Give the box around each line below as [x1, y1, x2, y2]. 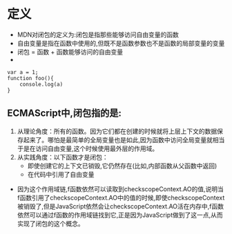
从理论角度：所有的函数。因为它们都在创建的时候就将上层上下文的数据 [17, 127, 217, 135]
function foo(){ [7, 75, 54, 81]
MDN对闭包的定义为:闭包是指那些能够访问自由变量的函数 [17, 30, 180, 39]
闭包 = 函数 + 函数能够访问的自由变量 [17, 48, 124, 56]
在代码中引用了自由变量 [27, 170, 95, 178]
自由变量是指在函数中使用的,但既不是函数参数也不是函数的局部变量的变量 [17, 39, 225, 47]
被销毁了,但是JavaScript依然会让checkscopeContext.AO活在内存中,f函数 [17, 202, 224, 211]
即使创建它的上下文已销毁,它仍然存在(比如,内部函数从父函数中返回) [27, 162, 217, 170]
